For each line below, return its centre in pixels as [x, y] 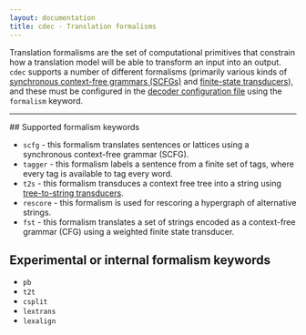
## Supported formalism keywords [74, 127]
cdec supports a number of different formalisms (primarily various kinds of [148, 71]
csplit [35, 302]
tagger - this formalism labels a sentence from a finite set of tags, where [158, 164]
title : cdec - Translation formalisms [83, 26]
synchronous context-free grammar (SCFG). [106, 154]
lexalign [39, 321]
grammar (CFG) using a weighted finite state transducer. [128, 231]
